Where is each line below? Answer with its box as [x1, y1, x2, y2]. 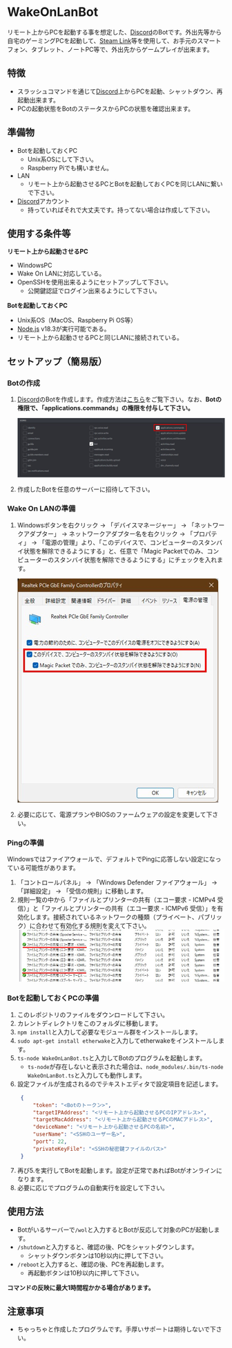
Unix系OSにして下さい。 [27, 155, 98, 163]
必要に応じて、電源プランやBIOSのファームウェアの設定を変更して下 [17, 810, 213, 819]
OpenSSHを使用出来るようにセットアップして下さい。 [17, 278, 173, 286]
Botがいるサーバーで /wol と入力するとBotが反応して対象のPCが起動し [17, 1226, 214, 1234]
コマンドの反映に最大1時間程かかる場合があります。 [7, 1283, 155, 1291]
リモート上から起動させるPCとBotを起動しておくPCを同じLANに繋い [27, 179, 223, 188]
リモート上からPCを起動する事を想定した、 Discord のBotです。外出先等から [7, 28, 222, 36]
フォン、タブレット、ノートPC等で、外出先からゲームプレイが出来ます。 [7, 45, 213, 53]
